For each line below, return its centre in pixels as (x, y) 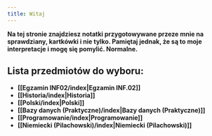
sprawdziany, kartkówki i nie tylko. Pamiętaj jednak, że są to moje (105, 41)
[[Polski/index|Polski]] (51, 103)
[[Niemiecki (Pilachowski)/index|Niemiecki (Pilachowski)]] (105, 125)
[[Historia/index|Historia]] (56, 95)
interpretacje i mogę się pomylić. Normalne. (73, 49)
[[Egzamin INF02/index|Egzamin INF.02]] (79, 88)
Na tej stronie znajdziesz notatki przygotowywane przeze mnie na (106, 34)
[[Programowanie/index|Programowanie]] (80, 118)
